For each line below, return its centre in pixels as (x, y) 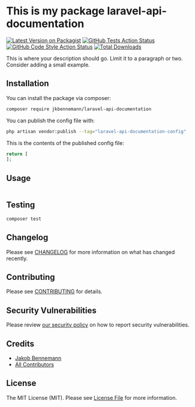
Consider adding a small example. (48, 65)
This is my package (55, 11)
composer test (24, 219)
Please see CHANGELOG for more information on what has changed (91, 252)
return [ (17, 154)
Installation (28, 84)
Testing (21, 205)
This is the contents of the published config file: (65, 143)
